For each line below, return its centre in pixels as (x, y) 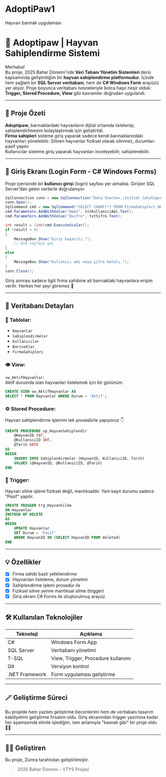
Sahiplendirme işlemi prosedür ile (46, 585)
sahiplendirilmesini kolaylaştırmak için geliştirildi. (54, 130)
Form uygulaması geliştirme (83, 674)
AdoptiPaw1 (30, 9)
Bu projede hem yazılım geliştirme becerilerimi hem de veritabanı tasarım (79, 712)
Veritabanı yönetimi (74, 650)
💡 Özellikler (23, 562)
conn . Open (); (19, 203)
